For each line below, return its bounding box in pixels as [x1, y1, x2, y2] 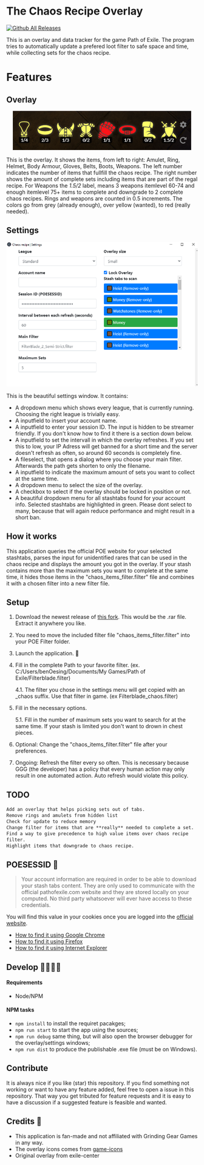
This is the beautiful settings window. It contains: [6, 392, 129, 399]
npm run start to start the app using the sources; [15, 1026, 138, 1033]
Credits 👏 [6, 1116, 42, 1127]
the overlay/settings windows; [15, 1039, 90, 1046]
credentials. [21, 901, 51, 909]
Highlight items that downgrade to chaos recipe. [6, 843, 135, 849]
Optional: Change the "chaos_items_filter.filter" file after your [15, 741, 168, 748]
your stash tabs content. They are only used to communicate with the [21, 882, 195, 889]
